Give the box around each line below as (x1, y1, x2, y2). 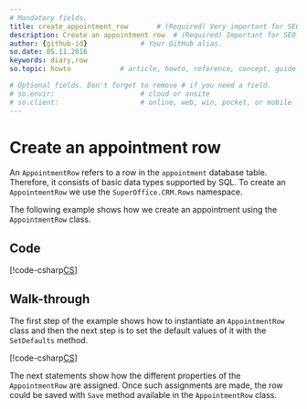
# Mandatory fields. (9, 13, 89, 23)
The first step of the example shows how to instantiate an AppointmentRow (9, 316, 285, 327)
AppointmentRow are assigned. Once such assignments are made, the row (9, 380, 283, 391)
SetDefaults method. (9, 335, 89, 346)
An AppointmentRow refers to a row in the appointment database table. (9, 167, 268, 178)
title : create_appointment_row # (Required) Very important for (9, 22, 284, 31)
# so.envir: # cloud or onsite (9, 89, 210, 99)
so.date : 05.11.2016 (9, 47, 89, 57)
